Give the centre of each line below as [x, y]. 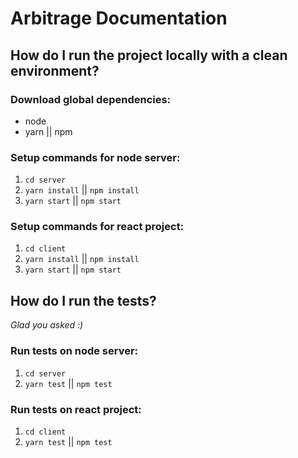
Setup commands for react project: [97, 227]
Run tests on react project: [76, 409]
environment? [55, 70]
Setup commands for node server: [95, 157]
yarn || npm [48, 131]
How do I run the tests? [83, 300]
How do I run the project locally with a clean [149, 55]
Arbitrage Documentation [119, 18]
